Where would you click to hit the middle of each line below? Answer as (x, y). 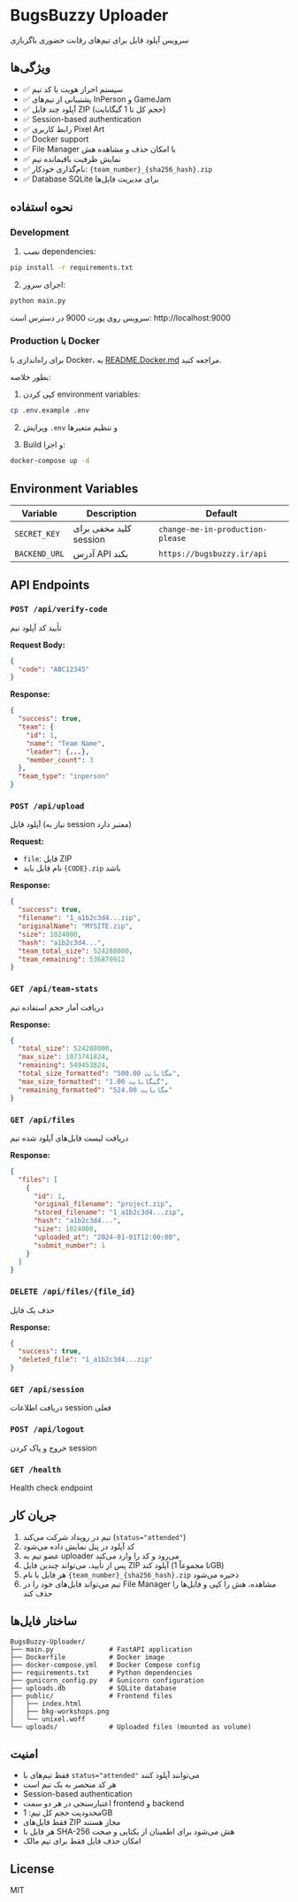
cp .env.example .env (50, 411)
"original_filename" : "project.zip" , (103, 1204)
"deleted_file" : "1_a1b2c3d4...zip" (85, 1360)
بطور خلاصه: (31, 377)
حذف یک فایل (33, 1310)
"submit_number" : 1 (69, 1245)
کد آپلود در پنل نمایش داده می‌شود (79, 1546)
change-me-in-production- (213, 530)
